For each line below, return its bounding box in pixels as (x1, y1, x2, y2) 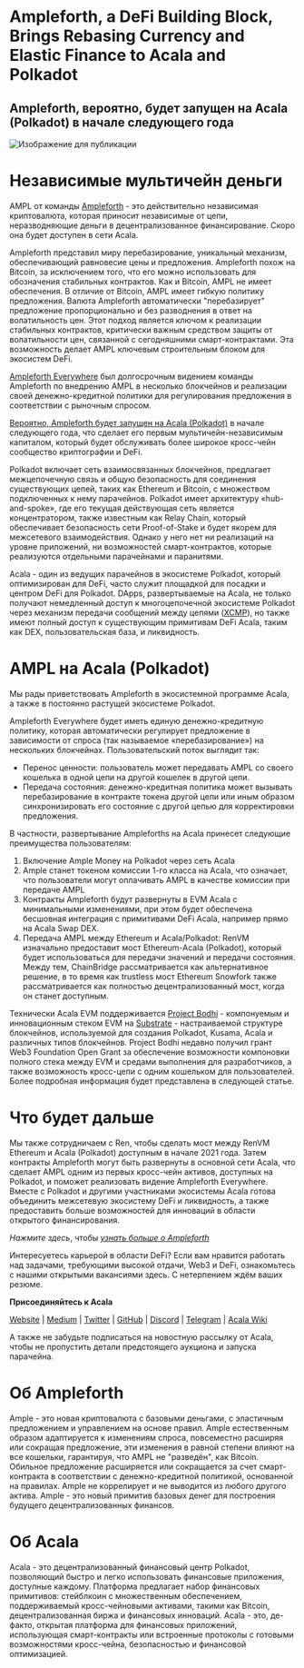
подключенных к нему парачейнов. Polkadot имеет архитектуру (9, 492, 260, 503)
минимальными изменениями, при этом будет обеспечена (22, 903, 252, 914)
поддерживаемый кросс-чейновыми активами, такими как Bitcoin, (9, 1600, 270, 1611)
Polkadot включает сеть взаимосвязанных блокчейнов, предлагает (9, 463, 271, 474)
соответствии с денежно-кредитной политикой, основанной (57, 1470, 293, 1482)
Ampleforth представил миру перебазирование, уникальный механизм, (9, 247, 288, 258)
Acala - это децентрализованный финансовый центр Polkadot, (9, 1561, 250, 1573)
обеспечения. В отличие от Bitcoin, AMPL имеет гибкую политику (9, 285, 265, 296)
